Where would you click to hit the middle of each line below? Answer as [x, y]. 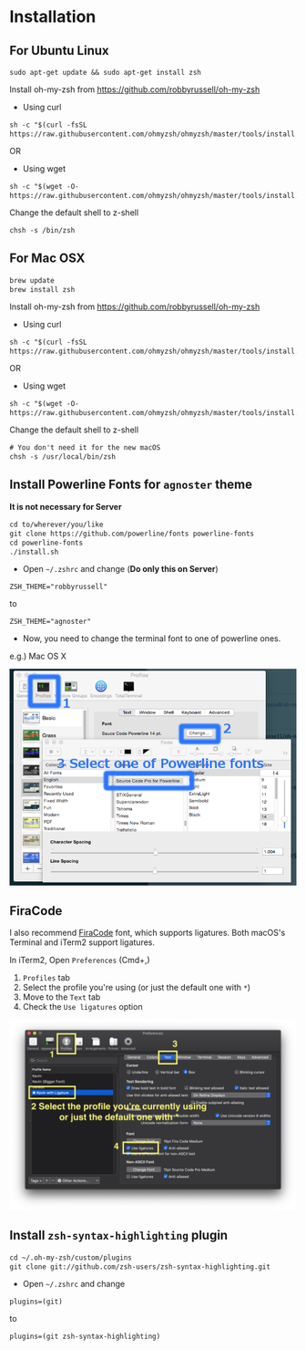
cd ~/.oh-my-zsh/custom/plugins [71, 1257]
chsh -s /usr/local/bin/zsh [63, 457]
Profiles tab [46, 978]
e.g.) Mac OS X [38, 656]
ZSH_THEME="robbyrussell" [58, 587]
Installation [53, 17]
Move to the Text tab [61, 997]
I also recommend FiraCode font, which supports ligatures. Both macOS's [148, 933]
